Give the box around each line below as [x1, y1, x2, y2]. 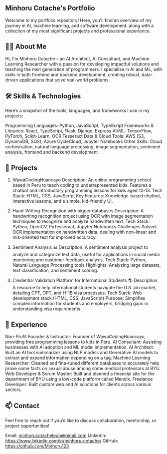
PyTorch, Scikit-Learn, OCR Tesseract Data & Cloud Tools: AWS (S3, [5, 133, 146, 139]
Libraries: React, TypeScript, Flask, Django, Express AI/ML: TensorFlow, [5, 128, 153, 134]
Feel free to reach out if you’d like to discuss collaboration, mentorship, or [5, 417, 157, 424]
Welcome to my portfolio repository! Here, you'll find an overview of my [5, 17, 152, 23]
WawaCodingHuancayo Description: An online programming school [12, 177, 151, 183]
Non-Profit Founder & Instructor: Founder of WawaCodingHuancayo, [5, 334, 146, 340]
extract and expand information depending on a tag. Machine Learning [5, 355, 151, 361]
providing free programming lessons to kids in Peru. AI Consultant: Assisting [5, 339, 162, 345]
